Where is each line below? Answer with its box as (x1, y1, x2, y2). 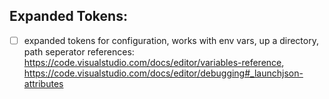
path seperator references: (23, 45, 135, 58)
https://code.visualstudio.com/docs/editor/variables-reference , (23, 56, 285, 68)
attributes (23, 77, 64, 89)
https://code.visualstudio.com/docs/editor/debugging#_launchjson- (23, 67, 304, 79)
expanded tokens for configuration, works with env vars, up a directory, (23, 34, 319, 46)
